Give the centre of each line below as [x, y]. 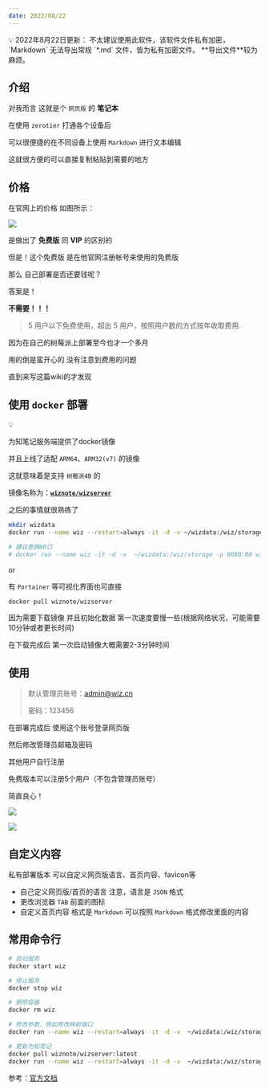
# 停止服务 [24, 981]
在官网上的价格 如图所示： [51, 208]
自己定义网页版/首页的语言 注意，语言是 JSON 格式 [102, 892]
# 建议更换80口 [31, 547]
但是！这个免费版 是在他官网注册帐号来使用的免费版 [93, 257]
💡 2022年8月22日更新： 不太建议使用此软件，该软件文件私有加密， [119, 39]
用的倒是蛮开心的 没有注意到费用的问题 [72, 360]
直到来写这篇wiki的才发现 [50, 377]
